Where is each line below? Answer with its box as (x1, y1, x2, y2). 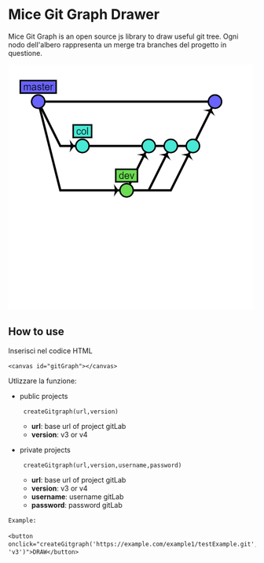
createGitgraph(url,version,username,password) (23, 461, 182, 469)
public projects (19, 391, 68, 401)
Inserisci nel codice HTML (8, 345, 93, 356)
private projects (19, 445, 71, 454)
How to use (8, 325, 64, 338)
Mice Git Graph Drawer (8, 6, 159, 24)
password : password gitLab (31, 500, 123, 509)
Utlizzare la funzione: (8, 376, 77, 386)
